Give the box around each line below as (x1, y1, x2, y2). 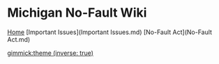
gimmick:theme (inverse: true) (7, 49, 94, 57)
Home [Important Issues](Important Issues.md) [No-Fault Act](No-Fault (7, 28, 213, 36)
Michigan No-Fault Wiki (7, 5, 147, 21)
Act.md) (7, 35, 31, 43)
